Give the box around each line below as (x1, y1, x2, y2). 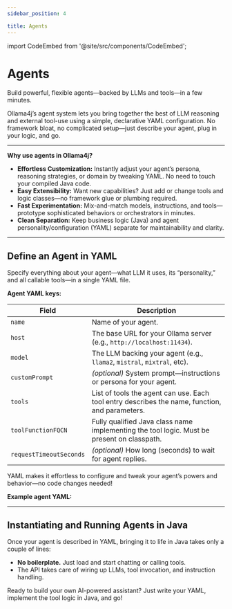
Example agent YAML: (7, 493, 72, 501)
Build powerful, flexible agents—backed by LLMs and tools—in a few (7, 89, 203, 97)
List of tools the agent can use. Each (91, 388, 209, 398)
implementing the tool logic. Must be (91, 426, 210, 435)
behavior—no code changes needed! (7, 479, 113, 488)
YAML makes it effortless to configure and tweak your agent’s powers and (7, 472, 217, 480)
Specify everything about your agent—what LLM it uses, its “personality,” (7, 269, 216, 277)
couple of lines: (7, 545, 51, 554)
